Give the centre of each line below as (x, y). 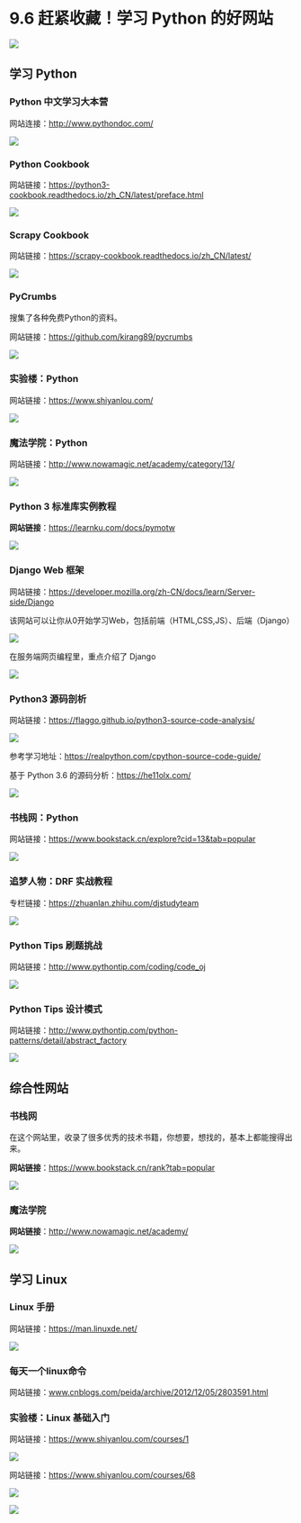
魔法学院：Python (49, 442)
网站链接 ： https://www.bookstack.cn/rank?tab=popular (112, 1167)
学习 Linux (38, 1279)
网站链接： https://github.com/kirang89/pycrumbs (101, 336)
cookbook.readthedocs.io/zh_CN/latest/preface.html (106, 195)
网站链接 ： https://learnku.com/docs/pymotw (92, 528)
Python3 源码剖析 (48, 699)
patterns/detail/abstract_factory (68, 1040)
